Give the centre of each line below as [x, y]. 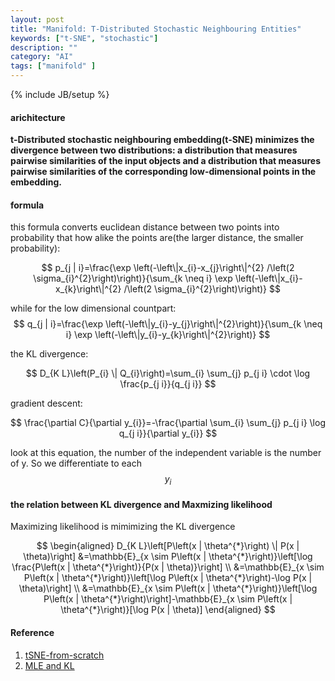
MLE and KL [49, 665]
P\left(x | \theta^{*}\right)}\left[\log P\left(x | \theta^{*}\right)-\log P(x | [168, 578]
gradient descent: [46, 403]
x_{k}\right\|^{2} [88, 289]
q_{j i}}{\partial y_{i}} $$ [168, 433]
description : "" [44, 47]
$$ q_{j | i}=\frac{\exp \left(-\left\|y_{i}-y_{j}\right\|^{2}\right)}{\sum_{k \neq [168, 324]
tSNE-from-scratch [64, 655]
